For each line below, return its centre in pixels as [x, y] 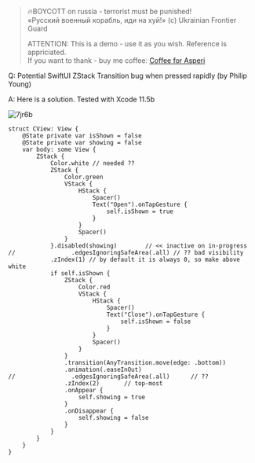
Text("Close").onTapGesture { [156, 314]
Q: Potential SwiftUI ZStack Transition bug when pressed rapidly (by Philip [127, 75]
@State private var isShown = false [82, 136]
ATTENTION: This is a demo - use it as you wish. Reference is [127, 44]
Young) [20, 84]
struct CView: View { [44, 129]
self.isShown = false [156, 322]
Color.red [94, 287]
